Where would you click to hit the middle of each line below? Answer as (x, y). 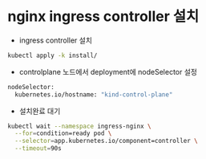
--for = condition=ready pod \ (63, 133)
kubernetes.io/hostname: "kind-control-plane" (94, 94)
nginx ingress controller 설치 (103, 16)
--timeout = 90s (38, 149)
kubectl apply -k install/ (53, 55)
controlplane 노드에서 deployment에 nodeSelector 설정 (108, 71)
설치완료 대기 (40, 111)
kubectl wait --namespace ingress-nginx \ (79, 126)
